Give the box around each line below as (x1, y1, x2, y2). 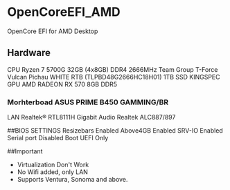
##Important (7, 147, 43, 155)
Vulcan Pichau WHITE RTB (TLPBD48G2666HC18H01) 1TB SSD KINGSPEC (7, 73, 220, 81)
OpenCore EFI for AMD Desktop (7, 27, 98, 35)
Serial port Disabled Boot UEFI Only (7, 134, 109, 142)
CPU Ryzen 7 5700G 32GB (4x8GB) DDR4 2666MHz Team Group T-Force (7, 65, 218, 73)
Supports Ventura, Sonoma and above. (17, 175, 128, 184)
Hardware (7, 47, 51, 59)
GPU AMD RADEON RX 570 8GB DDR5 (7, 80, 118, 88)
